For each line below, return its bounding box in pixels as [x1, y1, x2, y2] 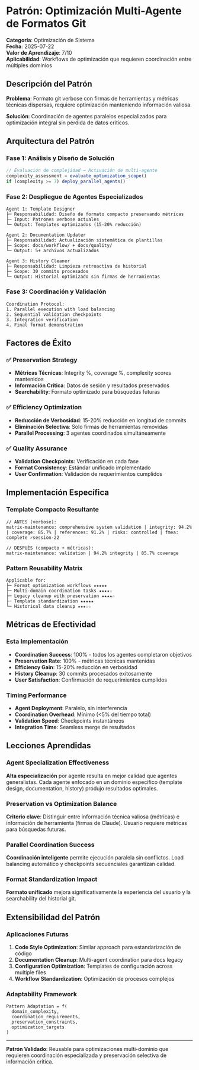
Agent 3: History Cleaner [6, 258, 70, 264]
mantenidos [14, 376, 44, 383]
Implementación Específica [6, 488, 110, 498]
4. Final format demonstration [6, 322, 84, 328]
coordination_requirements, [11, 1014, 81, 1020]
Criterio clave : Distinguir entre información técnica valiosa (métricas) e [6, 813, 179, 820]
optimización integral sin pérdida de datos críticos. [6, 119, 130, 126]
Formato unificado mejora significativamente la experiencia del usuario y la [6, 889, 191, 896]
